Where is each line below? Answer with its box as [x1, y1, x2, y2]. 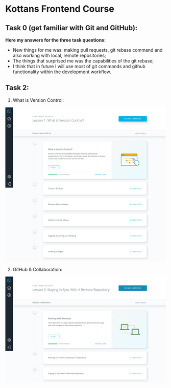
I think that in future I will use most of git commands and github [12, 63, 145, 69]
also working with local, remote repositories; [12, 52, 106, 58]
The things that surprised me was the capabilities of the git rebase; [12, 58, 154, 64]
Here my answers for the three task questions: [5, 37, 106, 43]
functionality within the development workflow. [12, 69, 111, 75]
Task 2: [5, 83, 29, 92]
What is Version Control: [12, 97, 64, 103]
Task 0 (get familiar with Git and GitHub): [5, 24, 138, 32]
